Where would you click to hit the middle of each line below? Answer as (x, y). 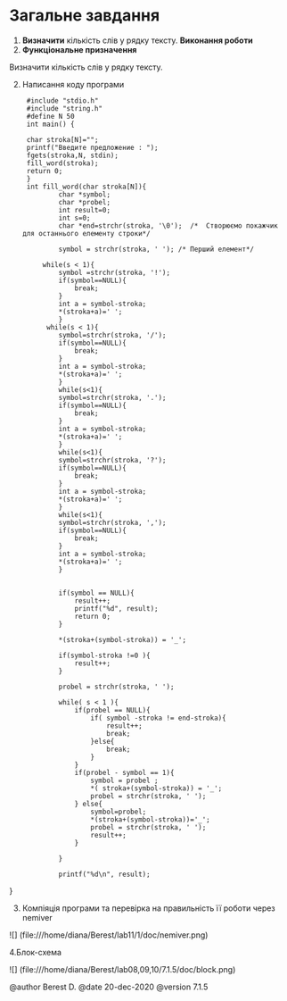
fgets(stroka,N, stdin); (72, 155)
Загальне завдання (85, 16)
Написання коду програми (73, 84)
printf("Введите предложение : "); (92, 147)
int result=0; (85, 210)
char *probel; (85, 202)
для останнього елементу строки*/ (86, 233)
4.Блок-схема (36, 952)
